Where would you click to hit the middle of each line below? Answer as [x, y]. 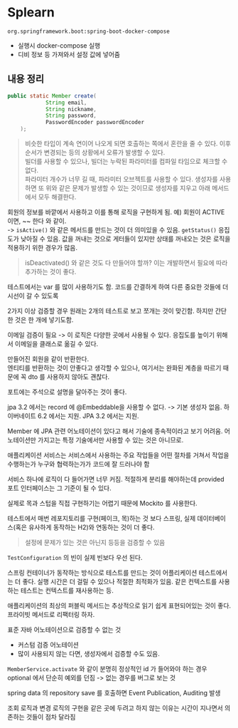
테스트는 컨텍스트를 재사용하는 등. [67, 591]
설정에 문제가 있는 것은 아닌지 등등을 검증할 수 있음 [95, 542]
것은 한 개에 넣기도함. [44, 320]
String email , [66, 103]
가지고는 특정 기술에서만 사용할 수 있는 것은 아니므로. [111, 440]
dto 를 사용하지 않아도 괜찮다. [69, 377]
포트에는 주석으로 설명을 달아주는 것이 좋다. [67, 392]
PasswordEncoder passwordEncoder [94, 123]
